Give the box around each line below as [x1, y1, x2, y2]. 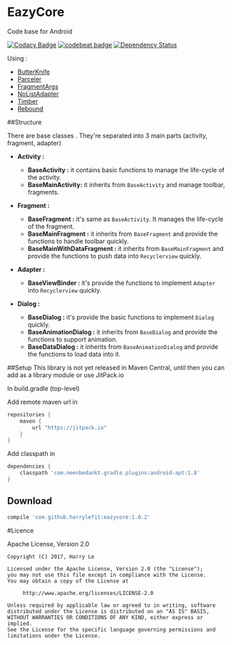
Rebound [17, 104, 44, 113]
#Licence [7, 526, 34, 534]
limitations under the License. [7, 632, 101, 639]
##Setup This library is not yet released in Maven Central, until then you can [7, 363, 225, 372]
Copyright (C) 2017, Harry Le [7, 553, 95, 560]
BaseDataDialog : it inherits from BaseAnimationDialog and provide [27, 342, 219, 351]
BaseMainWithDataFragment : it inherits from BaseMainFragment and [27, 244, 224, 252]
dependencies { [7, 463, 51, 470]
